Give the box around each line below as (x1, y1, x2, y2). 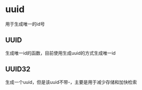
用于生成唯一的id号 (5, 21, 45, 27)
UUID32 (5, 65, 31, 74)
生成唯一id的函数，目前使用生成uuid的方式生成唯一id (5, 50, 116, 56)
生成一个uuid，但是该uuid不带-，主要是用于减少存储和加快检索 (5, 79, 137, 85)
